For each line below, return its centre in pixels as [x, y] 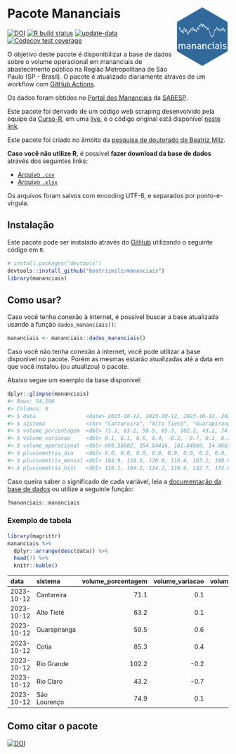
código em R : [26, 249]
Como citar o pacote [53, 726]
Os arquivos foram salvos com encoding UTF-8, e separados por [101, 195]
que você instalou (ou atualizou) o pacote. [68, 367]
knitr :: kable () [36, 566]
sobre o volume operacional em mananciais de [75, 61]
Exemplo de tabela [39, 521]
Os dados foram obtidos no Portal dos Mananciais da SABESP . [98, 98]
